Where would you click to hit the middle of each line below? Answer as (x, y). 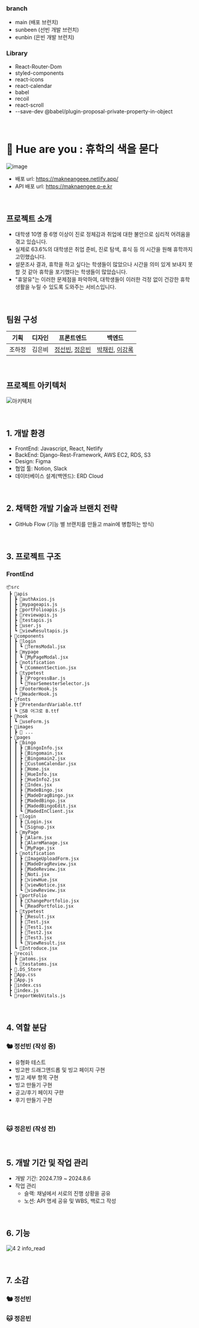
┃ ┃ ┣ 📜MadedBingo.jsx (37, 801)
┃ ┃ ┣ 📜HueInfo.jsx (33, 775)
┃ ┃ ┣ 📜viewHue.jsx (33, 880)
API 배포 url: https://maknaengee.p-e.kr (63, 186)
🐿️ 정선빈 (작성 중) (31, 1046)
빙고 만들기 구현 (33, 1085)
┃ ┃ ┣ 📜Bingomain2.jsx (37, 759)
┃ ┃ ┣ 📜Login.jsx (30, 822)
